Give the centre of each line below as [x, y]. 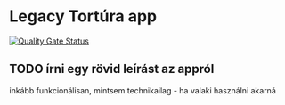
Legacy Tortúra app [83, 16]
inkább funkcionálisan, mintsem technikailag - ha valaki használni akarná [142, 90]
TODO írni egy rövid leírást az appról [112, 69]
